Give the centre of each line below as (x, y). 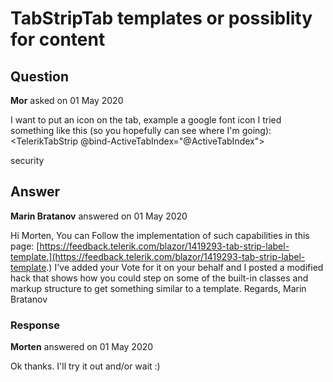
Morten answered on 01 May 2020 (82, 347)
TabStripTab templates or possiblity (161, 18)
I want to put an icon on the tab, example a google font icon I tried (146, 120)
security (27, 160)
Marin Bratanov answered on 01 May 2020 (99, 216)
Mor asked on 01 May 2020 (67, 100)
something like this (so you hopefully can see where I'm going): (141, 130)
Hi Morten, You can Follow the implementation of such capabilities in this (160, 235)
